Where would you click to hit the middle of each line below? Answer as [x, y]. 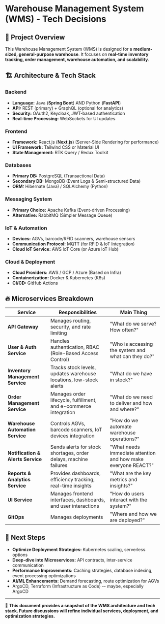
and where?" [124, 409]
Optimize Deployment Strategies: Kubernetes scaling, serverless [79, 549]
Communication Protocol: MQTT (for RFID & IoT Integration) [73, 244]
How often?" [124, 329]
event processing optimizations [44, 575]
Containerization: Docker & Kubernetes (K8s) [59, 278]
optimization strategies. [30, 616]
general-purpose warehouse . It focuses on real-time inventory [84, 54]
